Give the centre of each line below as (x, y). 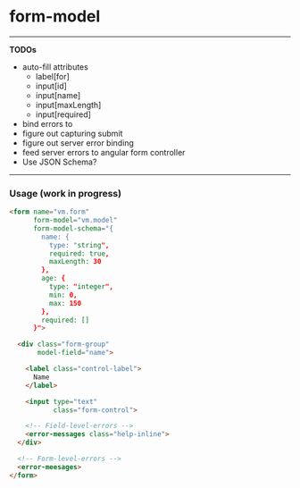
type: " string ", (79, 245)
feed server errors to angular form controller (104, 152)
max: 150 (65, 303)
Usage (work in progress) (66, 193)
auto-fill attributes (55, 67)
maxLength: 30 (75, 262)
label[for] (52, 76)
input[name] (58, 95)
